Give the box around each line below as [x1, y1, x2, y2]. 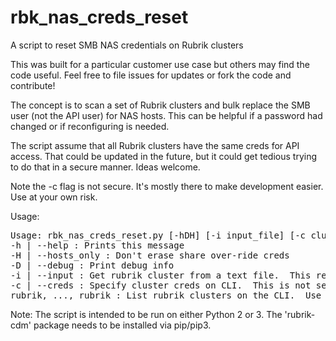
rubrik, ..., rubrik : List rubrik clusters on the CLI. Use [10, 289, 322, 301]
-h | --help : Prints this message [10, 239, 185, 251]
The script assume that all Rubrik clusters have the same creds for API [10, 139, 300, 151]
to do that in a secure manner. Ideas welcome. [10, 161, 201, 173]
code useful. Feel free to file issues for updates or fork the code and [10, 69, 292, 81]
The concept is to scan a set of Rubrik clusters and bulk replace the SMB [10, 99, 311, 111]
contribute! [10, 79, 56, 91]
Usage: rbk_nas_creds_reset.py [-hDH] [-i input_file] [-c [10, 229, 307, 241]
